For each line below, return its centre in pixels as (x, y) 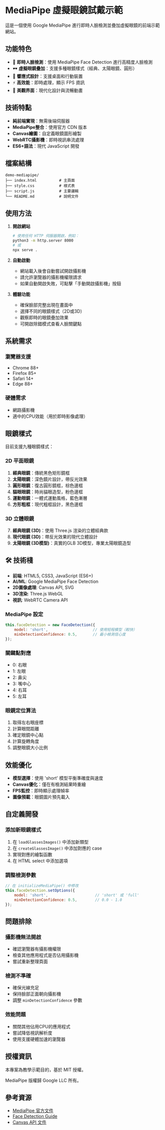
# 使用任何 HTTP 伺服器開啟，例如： (46, 236)
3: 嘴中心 (22, 684)
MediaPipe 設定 (24, 614)
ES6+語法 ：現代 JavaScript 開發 (46, 146)
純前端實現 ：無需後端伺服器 (41, 121)
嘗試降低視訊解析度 (32, 1033)
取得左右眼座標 (28, 722)
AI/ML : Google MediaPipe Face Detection (55, 581)
